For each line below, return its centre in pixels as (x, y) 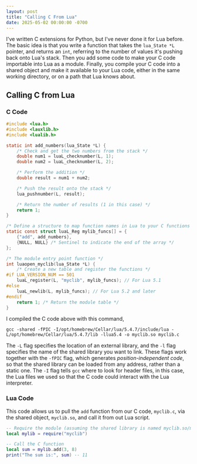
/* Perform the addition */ (51, 173)
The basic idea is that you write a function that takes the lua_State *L (90, 45)
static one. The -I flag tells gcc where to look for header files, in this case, (95, 371)
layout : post (22, 11)
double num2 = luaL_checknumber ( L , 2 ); (65, 162)
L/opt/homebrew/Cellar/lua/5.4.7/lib (52, 335)
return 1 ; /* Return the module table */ (68, 302)
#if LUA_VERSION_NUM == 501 (40, 275)
